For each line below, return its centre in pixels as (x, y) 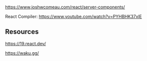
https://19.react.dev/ (25, 43)
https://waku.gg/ (22, 53)
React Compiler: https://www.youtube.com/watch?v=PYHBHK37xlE (73, 16)
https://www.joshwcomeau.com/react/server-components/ (65, 7)
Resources (22, 32)
